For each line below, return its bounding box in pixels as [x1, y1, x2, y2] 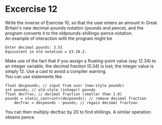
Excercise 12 [5, 3, 58, 15]
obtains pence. [5, 114, 35, 120]
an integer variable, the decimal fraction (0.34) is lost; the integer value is [5, 63, 154, 69]
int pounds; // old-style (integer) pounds [5, 87, 96, 92]
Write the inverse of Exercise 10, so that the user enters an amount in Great [5, 20, 158, 26]
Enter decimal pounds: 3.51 [5, 45, 63, 50]
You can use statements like [5, 73, 63, 79]
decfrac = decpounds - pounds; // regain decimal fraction [14, 100, 138, 105]
